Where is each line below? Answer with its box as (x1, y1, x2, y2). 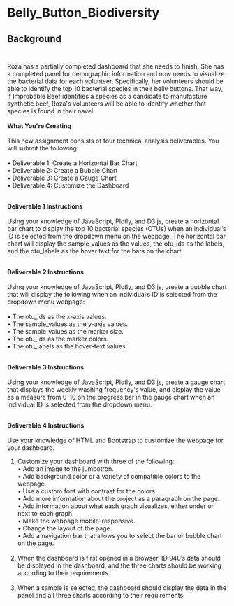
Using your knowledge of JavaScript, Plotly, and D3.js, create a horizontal (7, 217, 219, 225)
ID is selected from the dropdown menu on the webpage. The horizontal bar (7, 232, 226, 240)
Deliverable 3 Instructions (7, 363, 85, 372)
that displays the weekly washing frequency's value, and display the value (7, 386, 221, 393)
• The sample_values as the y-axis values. (7, 320, 129, 328)
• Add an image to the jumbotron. (17, 465, 114, 473)
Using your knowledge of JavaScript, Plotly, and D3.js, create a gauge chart (7, 378, 226, 386)
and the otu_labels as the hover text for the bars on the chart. (7, 247, 184, 255)
